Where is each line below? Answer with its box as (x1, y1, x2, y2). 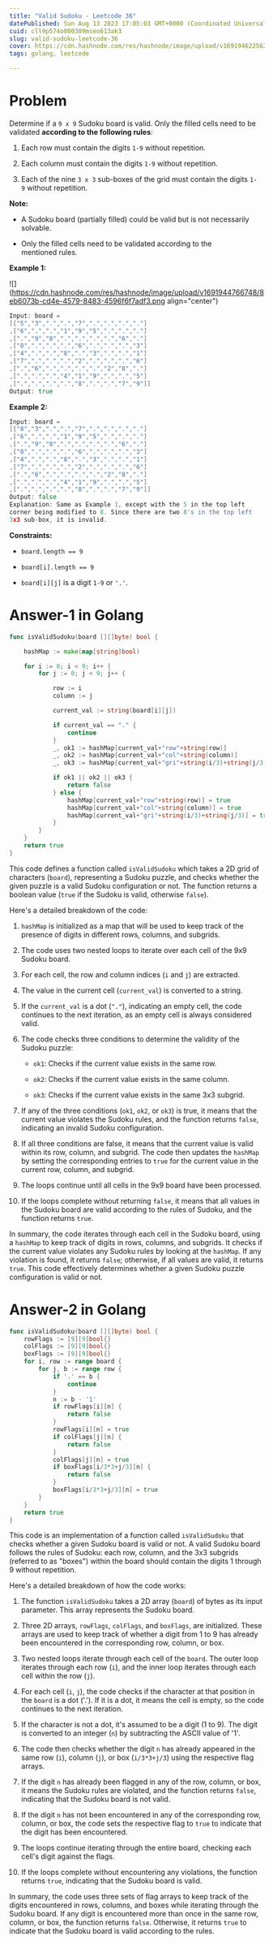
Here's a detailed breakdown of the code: (9, 905, 148, 915)
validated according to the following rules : (9, 127, 153, 136)
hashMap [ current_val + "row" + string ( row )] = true (66, 796, 231, 804)
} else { (52, 788, 83, 796)
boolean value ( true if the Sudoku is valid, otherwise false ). (9, 890, 209, 899)
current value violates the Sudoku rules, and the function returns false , (20, 1114, 259, 1124)
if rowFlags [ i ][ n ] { (52, 1403, 122, 1411)
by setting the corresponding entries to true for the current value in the (20, 1156, 259, 1166)
